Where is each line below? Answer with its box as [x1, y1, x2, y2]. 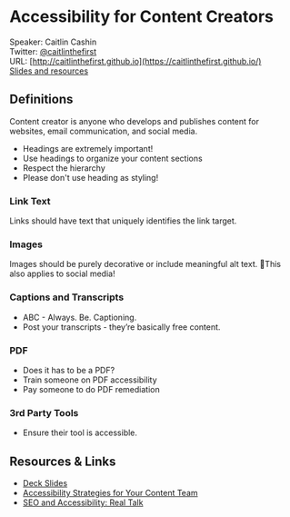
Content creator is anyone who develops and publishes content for [9, 115, 260, 126]
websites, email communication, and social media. [9, 125, 198, 136]
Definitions [9, 92, 74, 107]
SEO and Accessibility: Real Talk [22, 497, 144, 508]
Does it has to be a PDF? [22, 364, 115, 375]
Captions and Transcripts [9, 291, 125, 303]
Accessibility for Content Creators [9, 6, 275, 27]
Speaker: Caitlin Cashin [9, 36, 97, 47]
